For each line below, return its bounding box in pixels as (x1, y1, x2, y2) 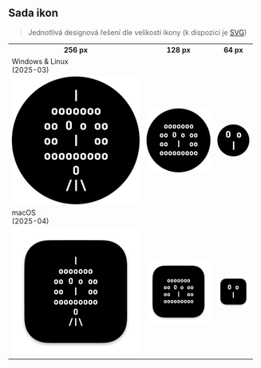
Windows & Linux (11, 56, 69, 66)
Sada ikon (8, 6, 58, 20)
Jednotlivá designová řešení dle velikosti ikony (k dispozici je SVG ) (27, 27, 247, 37)
